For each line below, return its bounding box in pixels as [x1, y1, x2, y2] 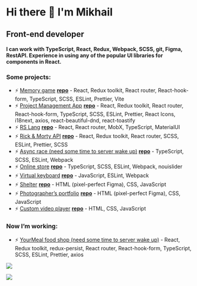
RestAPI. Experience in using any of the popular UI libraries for [6, 52, 163, 59]
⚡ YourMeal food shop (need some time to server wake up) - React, [14, 236, 180, 243]
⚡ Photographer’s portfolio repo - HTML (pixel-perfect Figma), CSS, [14, 190, 181, 197]
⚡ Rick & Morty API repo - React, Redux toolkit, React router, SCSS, [14, 133, 179, 140]
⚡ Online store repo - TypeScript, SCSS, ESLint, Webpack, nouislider [14, 163, 183, 170]
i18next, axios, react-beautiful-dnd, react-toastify [14, 117, 135, 124]
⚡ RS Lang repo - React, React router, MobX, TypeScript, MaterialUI [14, 124, 180, 131]
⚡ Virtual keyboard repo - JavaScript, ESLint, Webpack [14, 172, 150, 179]
